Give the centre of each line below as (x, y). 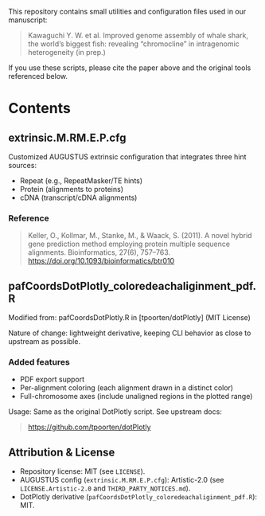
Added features (39, 362)
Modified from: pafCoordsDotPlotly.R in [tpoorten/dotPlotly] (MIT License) (129, 318)
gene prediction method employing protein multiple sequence (129, 244)
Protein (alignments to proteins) (71, 189)
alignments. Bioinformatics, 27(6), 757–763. (99, 252)
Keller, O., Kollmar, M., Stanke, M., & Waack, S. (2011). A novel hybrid (140, 236)
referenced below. (38, 76)
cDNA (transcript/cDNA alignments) (78, 197)
